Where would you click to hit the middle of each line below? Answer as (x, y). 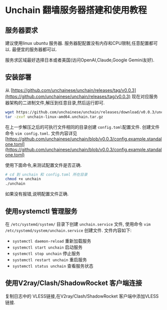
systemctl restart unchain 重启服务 (49, 260)
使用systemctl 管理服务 (42, 211)
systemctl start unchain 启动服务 (47, 247)
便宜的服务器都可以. (37, 49)
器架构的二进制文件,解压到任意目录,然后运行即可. (55, 102)
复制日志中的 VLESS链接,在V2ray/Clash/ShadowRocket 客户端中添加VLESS (82, 296)
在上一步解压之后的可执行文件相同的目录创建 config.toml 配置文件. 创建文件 (83, 127)
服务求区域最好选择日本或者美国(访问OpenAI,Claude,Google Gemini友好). (80, 60)
